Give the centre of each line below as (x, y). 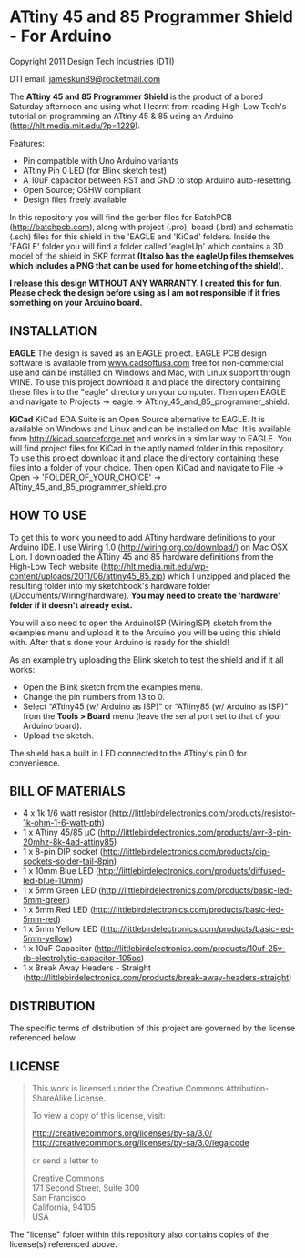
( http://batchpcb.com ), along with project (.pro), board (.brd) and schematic (152, 227)
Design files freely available (74, 199)
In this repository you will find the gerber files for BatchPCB (121, 217)
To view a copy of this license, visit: (98, 1116)
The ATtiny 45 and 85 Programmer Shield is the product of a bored (137, 96)
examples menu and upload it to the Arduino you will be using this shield (145, 632)
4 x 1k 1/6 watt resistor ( (67, 813)
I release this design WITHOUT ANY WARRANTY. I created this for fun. (146, 283)
